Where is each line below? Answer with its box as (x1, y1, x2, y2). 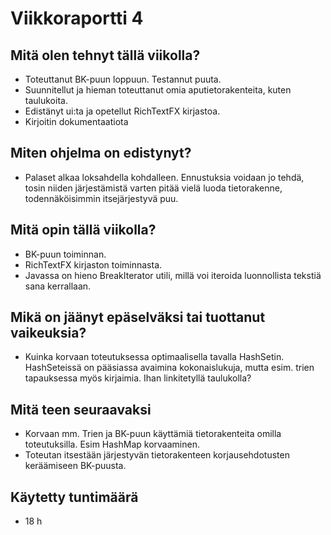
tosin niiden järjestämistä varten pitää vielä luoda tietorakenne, (24, 182, 283, 194)
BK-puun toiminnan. (24, 248, 107, 260)
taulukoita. (24, 95, 68, 106)
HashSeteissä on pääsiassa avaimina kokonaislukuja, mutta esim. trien (24, 362, 315, 374)
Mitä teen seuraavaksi (10, 401, 152, 418)
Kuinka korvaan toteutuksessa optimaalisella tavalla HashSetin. (24, 351, 285, 363)
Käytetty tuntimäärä (10, 488, 139, 506)
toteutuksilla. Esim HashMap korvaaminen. (24, 438, 200, 451)
